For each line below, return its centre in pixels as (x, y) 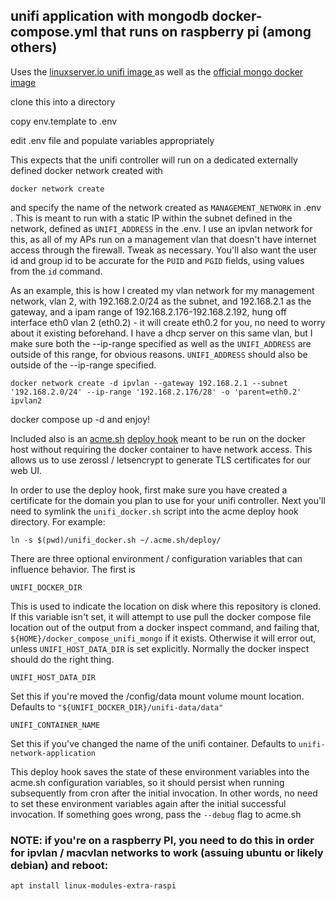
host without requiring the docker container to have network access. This (161, 449)
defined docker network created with (86, 170)
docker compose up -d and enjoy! (80, 419)
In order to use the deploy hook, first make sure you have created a (149, 490)
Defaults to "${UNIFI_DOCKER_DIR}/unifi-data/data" (117, 706)
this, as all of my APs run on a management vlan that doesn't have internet (163, 239)
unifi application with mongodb (110, 16)
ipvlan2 (26, 400)
